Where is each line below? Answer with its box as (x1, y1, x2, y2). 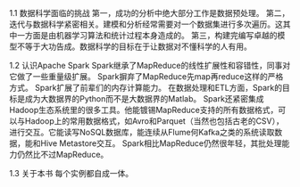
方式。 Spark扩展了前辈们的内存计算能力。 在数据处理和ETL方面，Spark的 (9, 83, 283, 93)
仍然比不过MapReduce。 (16, 150, 109, 159)
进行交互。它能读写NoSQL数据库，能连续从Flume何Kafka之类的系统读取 (9, 127, 275, 137)
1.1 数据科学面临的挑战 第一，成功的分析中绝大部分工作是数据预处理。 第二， (9, 8, 290, 18)
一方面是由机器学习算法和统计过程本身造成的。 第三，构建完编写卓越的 (16, 30, 278, 40)
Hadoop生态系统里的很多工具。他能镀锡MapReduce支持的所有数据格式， (9, 105, 279, 115)
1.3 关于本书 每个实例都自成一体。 (9, 168, 134, 178)
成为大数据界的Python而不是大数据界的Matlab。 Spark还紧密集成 (24, 93, 265, 104)
